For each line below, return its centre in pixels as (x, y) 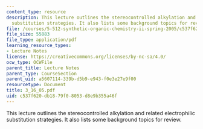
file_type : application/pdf (42, 40)
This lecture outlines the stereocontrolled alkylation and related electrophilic (101, 113)
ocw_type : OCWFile (29, 62)
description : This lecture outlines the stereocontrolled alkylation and (101, 17)
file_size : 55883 (28, 34)
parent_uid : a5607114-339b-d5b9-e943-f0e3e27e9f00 (71, 79)
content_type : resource (36, 12)
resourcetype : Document (36, 85)
